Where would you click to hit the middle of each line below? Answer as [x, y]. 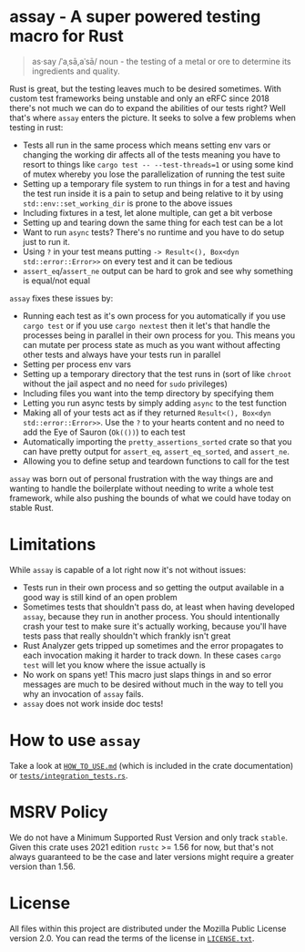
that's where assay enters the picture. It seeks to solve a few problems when [152, 118]
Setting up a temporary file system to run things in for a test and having [156, 183]
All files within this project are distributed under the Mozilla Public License [148, 928]
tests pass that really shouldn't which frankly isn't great [127, 636]
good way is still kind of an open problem [100, 597]
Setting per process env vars [77, 364]
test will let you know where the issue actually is [114, 665]
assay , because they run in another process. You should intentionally [151, 616]
